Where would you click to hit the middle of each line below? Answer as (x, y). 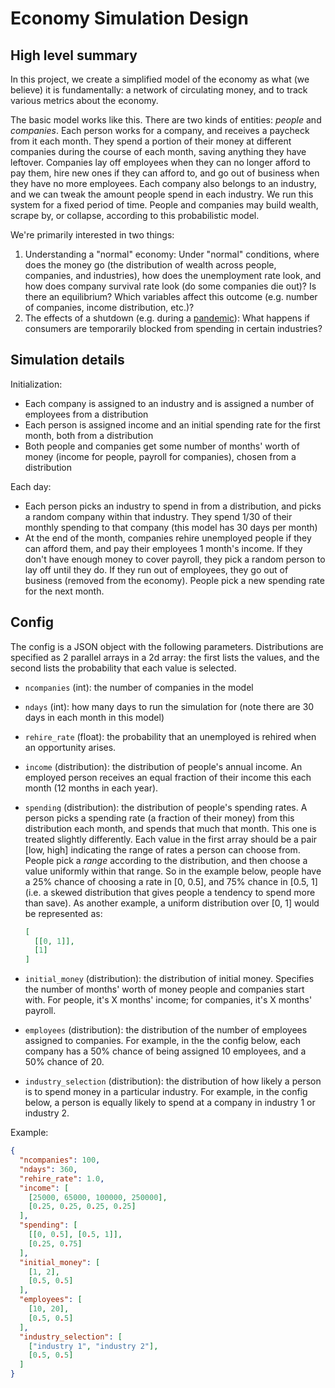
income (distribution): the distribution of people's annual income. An (163, 766)
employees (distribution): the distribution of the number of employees (166, 1030)
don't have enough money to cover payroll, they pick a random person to (175, 559)
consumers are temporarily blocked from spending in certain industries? (173, 328)
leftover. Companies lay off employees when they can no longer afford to (160, 162)
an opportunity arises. (70, 747)
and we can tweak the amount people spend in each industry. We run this (162, 194)
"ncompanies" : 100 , (60, 1160)
